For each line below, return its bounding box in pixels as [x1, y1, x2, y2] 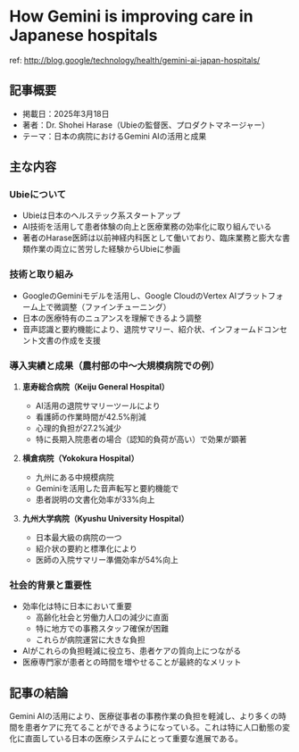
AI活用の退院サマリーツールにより [35, 400, 161, 412]
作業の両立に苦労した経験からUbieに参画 [29, 244, 181, 255]
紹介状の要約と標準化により [35, 543, 138, 555]
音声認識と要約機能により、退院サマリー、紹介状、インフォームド [21, 323, 264, 334]
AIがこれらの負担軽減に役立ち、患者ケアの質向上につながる [21, 646, 242, 656]
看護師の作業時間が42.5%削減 [35, 412, 147, 422]
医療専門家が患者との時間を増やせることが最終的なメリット [21, 656, 242, 667]
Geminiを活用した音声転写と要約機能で [35, 483, 179, 494]
